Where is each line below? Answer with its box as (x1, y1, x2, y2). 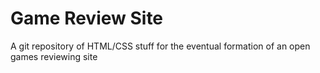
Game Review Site (10, 7, 164, 30)
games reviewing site (10, 50, 98, 62)
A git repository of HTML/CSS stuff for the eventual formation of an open (10, 40, 311, 52)
